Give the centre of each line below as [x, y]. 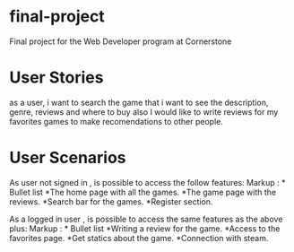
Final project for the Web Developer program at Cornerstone [121, 41]
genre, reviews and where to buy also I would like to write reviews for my [144, 112]
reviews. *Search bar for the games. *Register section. [111, 201]
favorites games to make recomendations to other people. [117, 121]
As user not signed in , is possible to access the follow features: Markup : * [147, 182]
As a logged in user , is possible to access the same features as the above [146, 219]
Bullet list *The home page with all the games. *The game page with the [143, 192]
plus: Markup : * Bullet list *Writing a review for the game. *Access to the [145, 228]
